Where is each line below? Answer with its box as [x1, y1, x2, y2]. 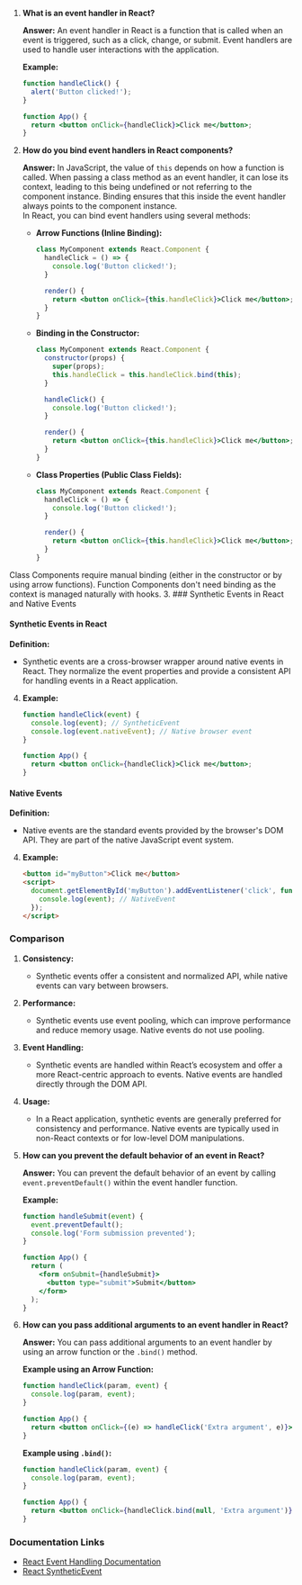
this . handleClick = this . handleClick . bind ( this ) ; [52, 370, 242, 379]
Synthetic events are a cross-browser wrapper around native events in [22, 656, 284, 667]
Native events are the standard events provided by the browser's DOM [22, 825, 284, 836]
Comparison [9, 932, 65, 945]
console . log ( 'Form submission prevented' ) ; [31, 1229, 196, 1238]
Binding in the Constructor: [35, 328, 140, 338]
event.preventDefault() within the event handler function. [22, 1176, 238, 1187]
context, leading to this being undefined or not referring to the [22, 182, 253, 193]
